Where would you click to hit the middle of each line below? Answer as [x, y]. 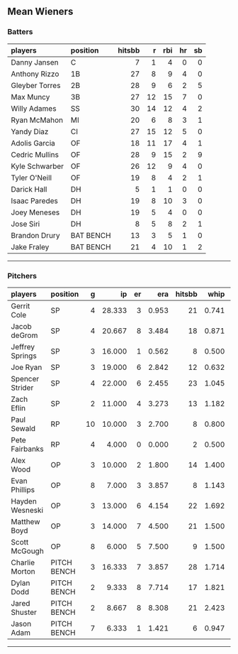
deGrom [24, 335]
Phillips [23, 489]
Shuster [24, 612]
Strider [22, 388]
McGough [27, 551]
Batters [20, 32]
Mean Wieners [40, 12]
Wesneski [27, 510]
